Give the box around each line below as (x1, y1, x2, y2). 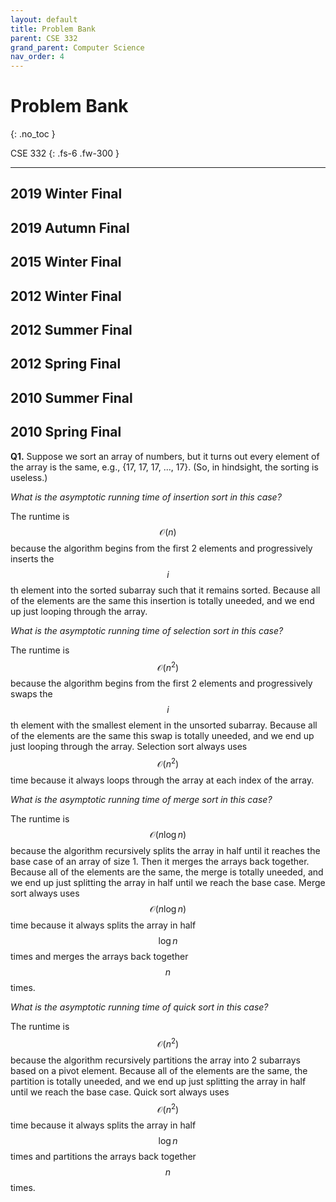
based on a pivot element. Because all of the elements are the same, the (10, 1064, 308, 1076)
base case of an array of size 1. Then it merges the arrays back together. (10, 855, 310, 867)
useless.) (10, 471, 48, 483)
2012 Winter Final (10, 287, 122, 305)
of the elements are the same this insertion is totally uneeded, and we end (10, 594, 315, 606)
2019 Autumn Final (10, 219, 130, 236)
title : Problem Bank (10, 24, 97, 34)
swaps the (10, 688, 53, 700)
